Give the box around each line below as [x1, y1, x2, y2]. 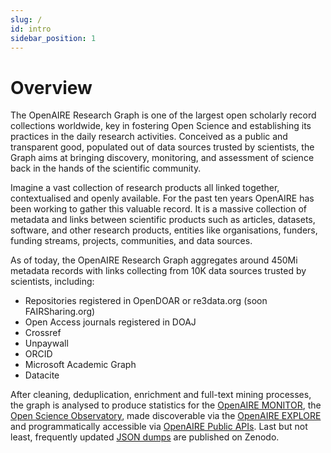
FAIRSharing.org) [24, 306, 96, 318]
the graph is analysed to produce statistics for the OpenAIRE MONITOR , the [10, 399, 322, 411]
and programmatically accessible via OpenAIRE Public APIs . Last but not [10, 421, 308, 433]
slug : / [10, 14, 43, 25]
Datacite [24, 369, 60, 381]
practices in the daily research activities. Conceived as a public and [10, 131, 288, 143]
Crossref [24, 327, 62, 339]
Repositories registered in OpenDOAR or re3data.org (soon [24, 295, 268, 307]
